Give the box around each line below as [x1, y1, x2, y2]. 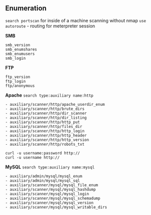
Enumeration [5, 4, 47, 13]
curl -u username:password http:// [5, 150, 80, 156]
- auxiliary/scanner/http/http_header [5, 133, 87, 138]
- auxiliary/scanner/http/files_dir [5, 124, 82, 129]
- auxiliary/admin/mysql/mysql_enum [5, 174, 82, 179]
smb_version [5, 42, 30, 48]
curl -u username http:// [5, 155, 60, 160]
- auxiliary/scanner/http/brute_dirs [5, 106, 85, 111]
